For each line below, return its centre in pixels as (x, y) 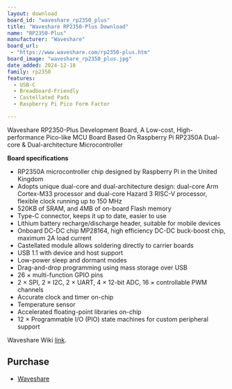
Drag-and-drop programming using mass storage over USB (102, 267)
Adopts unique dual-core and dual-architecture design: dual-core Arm (118, 186)
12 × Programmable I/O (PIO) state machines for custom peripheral (113, 319)
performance (26, 137)
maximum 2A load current (54, 238)
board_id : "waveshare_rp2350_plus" (59, 20)
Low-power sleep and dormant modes (72, 260)
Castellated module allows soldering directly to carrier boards (106, 245)
